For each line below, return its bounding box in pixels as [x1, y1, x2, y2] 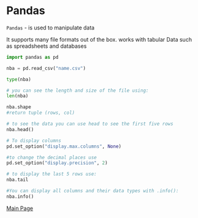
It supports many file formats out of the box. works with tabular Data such [6, 36, 193, 43]
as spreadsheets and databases [6, 42, 87, 50]
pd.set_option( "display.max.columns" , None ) [6, 143, 122, 149]
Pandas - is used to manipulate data [6, 24, 95, 31]
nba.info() [6, 194, 34, 200]
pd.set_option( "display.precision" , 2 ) [6, 160, 108, 166]
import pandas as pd [6, 54, 59, 60]
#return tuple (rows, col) [6, 110, 75, 116]
